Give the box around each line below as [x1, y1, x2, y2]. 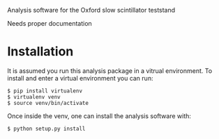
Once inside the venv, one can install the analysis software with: [7, 111, 192, 120]
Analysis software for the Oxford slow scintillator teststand [7, 6, 176, 14]
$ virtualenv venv [7, 93, 61, 100]
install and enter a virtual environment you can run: [7, 74, 153, 82]
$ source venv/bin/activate [7, 99, 89, 106]
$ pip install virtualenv [7, 87, 82, 95]
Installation [7, 44, 74, 60]
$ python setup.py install [7, 125, 86, 132]
